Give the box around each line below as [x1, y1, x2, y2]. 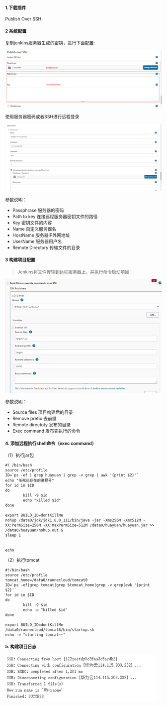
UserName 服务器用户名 [12, 238, 62, 244]
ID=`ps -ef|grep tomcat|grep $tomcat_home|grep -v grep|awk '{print [5, 583, 150, 588]
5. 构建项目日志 [5, 644, 36, 650]
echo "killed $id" [23, 498, 61, 503]
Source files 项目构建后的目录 [12, 409, 74, 415]
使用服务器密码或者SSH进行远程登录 [5, 114, 80, 119]
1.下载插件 [5, 4, 26, 10]
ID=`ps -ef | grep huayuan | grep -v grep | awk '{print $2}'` [5, 473, 139, 478]
